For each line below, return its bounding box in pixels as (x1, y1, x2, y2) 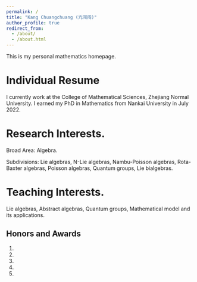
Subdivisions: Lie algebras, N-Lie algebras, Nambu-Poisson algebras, (6, 158, 177, 165)
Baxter (6, 165, 23, 172)
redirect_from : (6, 25, 44, 32)
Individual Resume (6, 74, 100, 87)
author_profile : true (6, 20, 60, 26)
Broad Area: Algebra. (6, 147, 58, 154)
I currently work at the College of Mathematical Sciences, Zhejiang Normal (6, 93, 189, 100)
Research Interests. (6, 127, 105, 141)
